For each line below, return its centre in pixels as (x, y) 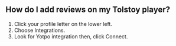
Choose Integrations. (40, 30)
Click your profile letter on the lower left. (63, 24)
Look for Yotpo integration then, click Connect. (71, 36)
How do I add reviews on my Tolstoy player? (88, 10)
